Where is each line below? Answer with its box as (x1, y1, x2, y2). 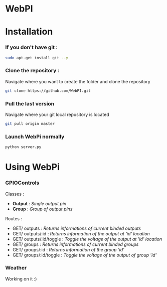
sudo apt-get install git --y (5, 55, 69, 60)
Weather (5, 264, 27, 271)
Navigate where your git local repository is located (5, 111, 109, 118)
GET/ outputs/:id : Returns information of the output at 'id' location (12, 230, 150, 236)
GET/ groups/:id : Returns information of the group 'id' (12, 246, 124, 252)
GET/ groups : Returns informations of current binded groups (12, 241, 139, 247)
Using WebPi (5, 162, 60, 173)
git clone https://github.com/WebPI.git (5, 88, 91, 93)
